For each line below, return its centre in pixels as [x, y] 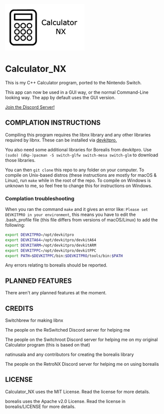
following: [15, 225]
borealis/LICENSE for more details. [40, 407]
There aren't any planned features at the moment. [56, 293]
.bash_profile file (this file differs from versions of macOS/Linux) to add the [82, 220]
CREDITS [19, 309]
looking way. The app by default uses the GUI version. [60, 97]
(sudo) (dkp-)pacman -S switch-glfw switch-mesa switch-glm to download [82, 155]
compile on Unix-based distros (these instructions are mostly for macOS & [81, 175]
